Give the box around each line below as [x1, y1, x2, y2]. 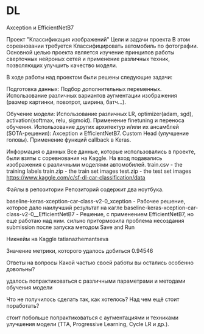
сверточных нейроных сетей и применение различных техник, [6, 55, 171, 62]
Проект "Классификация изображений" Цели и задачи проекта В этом [6, 35, 191, 43]
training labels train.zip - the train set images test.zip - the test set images [6, 167, 192, 175]
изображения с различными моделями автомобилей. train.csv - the [6, 161, 183, 168]
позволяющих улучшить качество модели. [6, 62, 118, 69]
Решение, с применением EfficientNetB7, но [80, 210, 194, 217]
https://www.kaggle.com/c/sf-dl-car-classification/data [6, 173, 146, 181]
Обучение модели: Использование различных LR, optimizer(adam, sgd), [6, 110, 194, 117]
